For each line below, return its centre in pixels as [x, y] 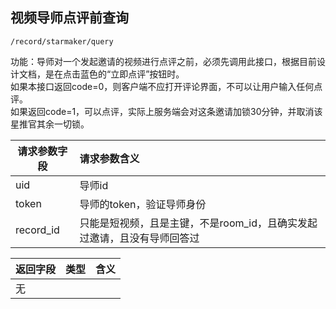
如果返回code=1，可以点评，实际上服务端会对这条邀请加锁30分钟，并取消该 [166, 111]
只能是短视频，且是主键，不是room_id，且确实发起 [198, 223]
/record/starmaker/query [62, 41]
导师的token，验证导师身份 [143, 204]
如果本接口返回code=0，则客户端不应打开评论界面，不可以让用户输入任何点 [166, 86]
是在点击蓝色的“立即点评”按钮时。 [114, 74]
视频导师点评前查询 [69, 18]
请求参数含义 [109, 158]
